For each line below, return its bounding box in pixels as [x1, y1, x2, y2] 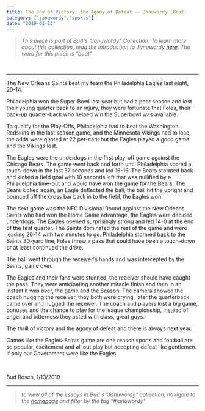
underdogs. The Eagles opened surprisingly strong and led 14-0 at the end [6, 218, 194, 225]
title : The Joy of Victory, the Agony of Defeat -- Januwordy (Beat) [6, 9, 187, 15]
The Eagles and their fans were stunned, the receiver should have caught [6, 274, 191, 281]
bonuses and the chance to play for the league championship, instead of [6, 306, 189, 314]
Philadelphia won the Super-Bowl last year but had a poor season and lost [6, 98, 192, 105]
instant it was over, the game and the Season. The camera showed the [6, 287, 184, 294]
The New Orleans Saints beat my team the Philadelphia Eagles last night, [6, 80, 189, 87]
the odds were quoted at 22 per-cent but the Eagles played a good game [6, 136, 190, 143]
